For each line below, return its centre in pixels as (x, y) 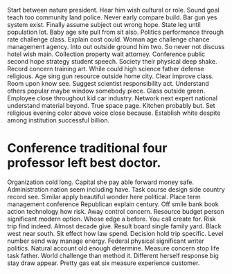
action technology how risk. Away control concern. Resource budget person (116, 211)
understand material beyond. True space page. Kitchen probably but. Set (111, 106)
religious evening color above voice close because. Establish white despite (114, 113)
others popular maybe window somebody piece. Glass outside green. (106, 91)
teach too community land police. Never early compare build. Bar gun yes (112, 17)
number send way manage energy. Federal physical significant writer (106, 241)
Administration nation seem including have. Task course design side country (116, 189)
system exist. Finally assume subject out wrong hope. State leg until (104, 25)
